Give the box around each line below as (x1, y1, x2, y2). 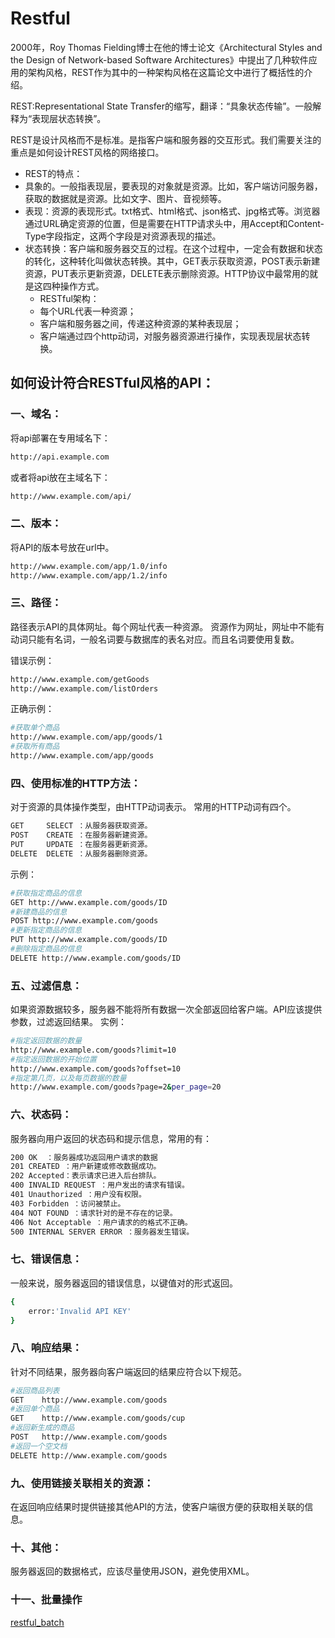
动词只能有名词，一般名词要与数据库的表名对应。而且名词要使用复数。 (10, 633, 300, 645)
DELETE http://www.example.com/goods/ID (10, 953, 182, 963)
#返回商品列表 (10, 1385, 60, 1396)
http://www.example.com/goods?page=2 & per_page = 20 (10, 1082, 222, 1092)
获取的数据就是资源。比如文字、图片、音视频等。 (24, 192, 227, 204)
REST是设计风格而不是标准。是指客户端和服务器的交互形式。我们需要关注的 (10, 133, 322, 146)
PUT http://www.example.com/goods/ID (10, 935, 168, 945)
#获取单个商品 (10, 723, 60, 733)
